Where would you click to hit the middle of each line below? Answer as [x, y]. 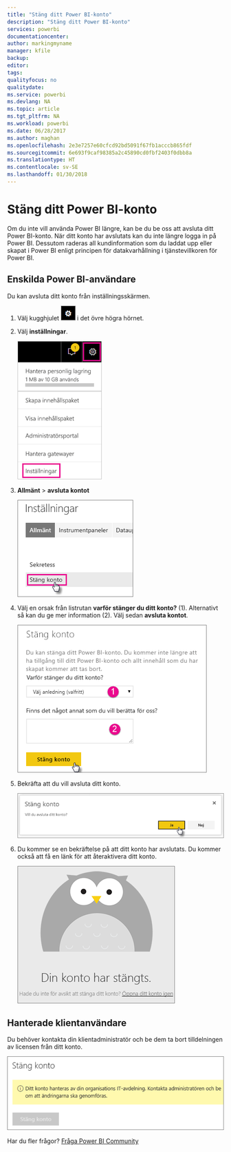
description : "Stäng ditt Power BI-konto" [69, 22]
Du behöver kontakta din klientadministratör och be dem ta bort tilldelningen [115, 1039]
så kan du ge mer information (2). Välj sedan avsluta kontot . [102, 615]
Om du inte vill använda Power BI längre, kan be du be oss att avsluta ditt [110, 228]
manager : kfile [29, 51]
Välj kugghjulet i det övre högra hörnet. [80, 318]
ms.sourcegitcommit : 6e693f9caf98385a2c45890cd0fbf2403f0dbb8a [100, 153]
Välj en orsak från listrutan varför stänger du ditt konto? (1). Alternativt [118, 608]
